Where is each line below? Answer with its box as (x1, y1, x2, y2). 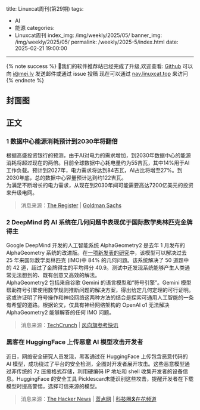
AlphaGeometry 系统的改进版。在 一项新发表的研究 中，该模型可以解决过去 (6, 249, 187, 257)
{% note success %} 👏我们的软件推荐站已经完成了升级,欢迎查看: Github (6, 63, 182, 70)
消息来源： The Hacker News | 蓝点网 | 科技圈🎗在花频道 (20, 395, 157, 402)
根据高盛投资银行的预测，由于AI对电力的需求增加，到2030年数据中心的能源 (6, 152, 192, 159)
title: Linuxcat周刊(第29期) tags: (6, 5, 84, 12)
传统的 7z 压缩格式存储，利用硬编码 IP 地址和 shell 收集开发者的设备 (16, 368, 183, 375)
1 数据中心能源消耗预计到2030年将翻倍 (6, 137, 118, 145)
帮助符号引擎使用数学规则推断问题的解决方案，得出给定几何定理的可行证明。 (6, 286, 194, 294)
